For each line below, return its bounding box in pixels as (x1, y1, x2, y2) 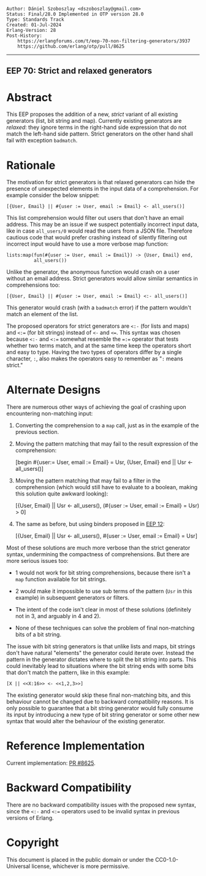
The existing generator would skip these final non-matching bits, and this (6, 691, 191, 699)
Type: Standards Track (6, 17, 64, 23)
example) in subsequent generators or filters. (15, 594, 130, 602)
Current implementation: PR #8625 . (6, 759, 96, 767)
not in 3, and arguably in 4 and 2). (15, 613, 101, 620)
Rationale (6, 158, 56, 172)
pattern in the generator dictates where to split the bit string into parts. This (6, 656, 197, 663)
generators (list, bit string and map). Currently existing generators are (6, 117, 182, 125)
